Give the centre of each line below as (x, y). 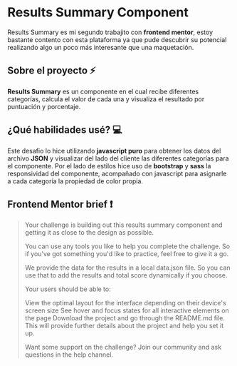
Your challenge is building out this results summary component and (123, 225)
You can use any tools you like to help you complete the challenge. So (127, 246)
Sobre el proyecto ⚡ (52, 71)
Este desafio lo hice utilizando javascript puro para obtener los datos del (114, 151)
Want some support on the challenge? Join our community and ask (123, 347)
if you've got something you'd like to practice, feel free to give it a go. (127, 254)
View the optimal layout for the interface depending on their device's (125, 303)
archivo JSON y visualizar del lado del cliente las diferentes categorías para (118, 158)
